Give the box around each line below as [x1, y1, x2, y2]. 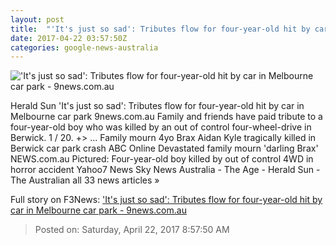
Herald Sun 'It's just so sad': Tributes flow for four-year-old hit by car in [10, 100, 305, 112]
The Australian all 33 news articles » [10, 174, 160, 186]
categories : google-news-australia [10, 42, 159, 53]
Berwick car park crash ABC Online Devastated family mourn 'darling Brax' [10, 142, 319, 155]
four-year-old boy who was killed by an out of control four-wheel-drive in [10, 121, 312, 133]
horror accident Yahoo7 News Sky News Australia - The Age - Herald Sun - [10, 164, 321, 176]
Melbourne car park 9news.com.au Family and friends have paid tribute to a [10, 111, 323, 123]
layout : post [10, 14, 65, 25]
